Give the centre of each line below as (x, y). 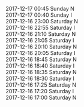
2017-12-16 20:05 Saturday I (40, 53)
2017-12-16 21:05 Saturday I (40, 40)
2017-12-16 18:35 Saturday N (41, 72)
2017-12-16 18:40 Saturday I (40, 66)
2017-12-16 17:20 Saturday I (40, 91)
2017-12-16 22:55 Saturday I (40, 27)
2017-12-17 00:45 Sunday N (40, 9)
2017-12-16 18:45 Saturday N (41, 59)
